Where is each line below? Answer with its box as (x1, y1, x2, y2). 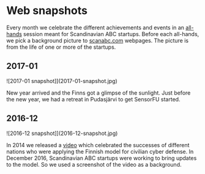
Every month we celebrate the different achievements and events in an (6, 24, 185, 31)
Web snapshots (6, 4, 88, 18)
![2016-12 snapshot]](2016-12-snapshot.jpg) (6, 129, 118, 137)
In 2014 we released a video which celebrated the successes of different (6, 141, 190, 148)
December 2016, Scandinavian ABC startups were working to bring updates (6, 154, 197, 162)
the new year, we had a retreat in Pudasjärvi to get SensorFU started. (6, 95, 181, 103)
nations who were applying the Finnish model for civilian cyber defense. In (6, 148, 194, 155)
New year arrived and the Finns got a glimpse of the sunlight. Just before (6, 89, 191, 96)
